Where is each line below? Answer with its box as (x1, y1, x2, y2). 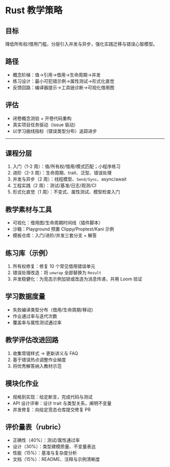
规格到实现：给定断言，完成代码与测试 (12, 394, 93, 400)
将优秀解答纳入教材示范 (12, 363, 62, 369)
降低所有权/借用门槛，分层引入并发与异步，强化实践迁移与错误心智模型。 (5, 41, 158, 47)
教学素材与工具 (5, 205, 52, 214)
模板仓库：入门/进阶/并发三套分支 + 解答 (12, 232, 97, 239)
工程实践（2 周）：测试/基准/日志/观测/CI (12, 183, 97, 189)
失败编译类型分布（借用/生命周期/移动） (12, 306, 96, 313)
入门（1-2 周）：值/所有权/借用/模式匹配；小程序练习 (12, 163, 121, 169)
